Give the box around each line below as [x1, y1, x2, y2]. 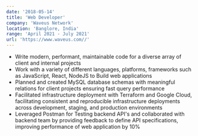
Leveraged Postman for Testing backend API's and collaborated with [14, 110, 185, 117]
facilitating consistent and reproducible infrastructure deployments [14, 98, 181, 105]
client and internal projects [14, 59, 81, 67]
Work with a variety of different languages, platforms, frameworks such [14, 66, 192, 72]
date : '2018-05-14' [6, 8, 55, 15]
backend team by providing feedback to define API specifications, [14, 117, 179, 123]
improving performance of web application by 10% [14, 123, 140, 130]
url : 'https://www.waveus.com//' [6, 37, 90, 43]
